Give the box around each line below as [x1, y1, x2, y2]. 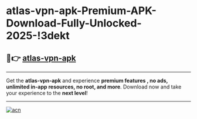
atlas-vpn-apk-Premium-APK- [6, 4, 157, 18]
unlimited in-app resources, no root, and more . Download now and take [6, 83, 182, 90]
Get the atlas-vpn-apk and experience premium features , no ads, [6, 77, 168, 84]
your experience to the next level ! [6, 90, 88, 96]
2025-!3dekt [6, 29, 70, 42]
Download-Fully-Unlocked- [6, 16, 142, 30]
